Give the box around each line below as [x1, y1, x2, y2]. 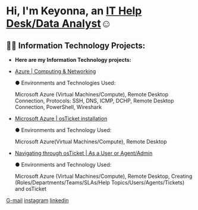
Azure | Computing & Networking [14, 68, 96, 75]
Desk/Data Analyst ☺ [6, 17, 112, 30]
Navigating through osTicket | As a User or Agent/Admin [14, 150, 153, 156]
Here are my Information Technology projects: [14, 57, 132, 63]
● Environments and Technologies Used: [14, 79, 116, 86]
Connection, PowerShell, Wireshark [14, 104, 102, 111]
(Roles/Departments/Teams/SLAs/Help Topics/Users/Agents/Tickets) [14, 179, 185, 186]
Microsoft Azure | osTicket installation [14, 115, 108, 122]
